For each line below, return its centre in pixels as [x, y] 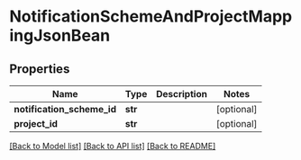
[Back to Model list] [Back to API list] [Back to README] [113, 146]
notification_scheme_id [65, 109]
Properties [40, 69]
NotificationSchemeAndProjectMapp [151, 17]
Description [182, 94]
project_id [36, 124]
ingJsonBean [60, 36]
